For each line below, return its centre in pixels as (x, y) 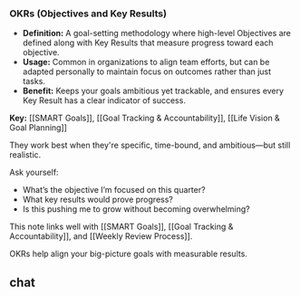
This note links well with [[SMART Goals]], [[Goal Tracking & (121, 227)
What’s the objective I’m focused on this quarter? (114, 190)
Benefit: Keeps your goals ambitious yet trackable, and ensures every (153, 91)
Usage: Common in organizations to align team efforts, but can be (146, 62)
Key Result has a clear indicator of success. (104, 100)
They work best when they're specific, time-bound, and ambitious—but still (150, 145)
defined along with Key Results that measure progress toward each (148, 43)
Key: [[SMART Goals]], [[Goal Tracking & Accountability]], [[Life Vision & (145, 118)
